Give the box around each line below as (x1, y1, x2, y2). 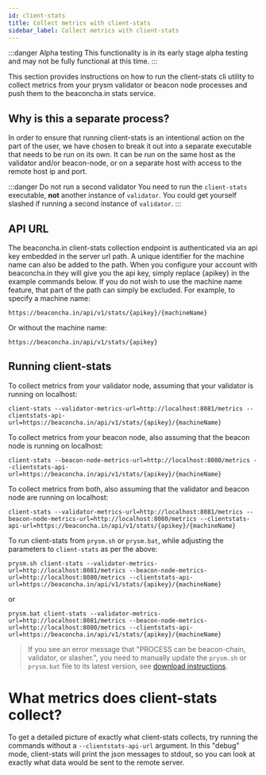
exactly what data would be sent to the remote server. (8, 758, 185, 767)
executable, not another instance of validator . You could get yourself (8, 191, 237, 200)
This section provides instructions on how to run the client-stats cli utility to (8, 72, 255, 82)
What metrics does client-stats (8, 689, 218, 707)
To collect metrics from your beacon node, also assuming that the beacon (8, 432, 250, 441)
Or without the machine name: (8, 323, 107, 332)
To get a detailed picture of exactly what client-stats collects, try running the (8, 732, 258, 742)
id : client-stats (8, 11, 66, 20)
